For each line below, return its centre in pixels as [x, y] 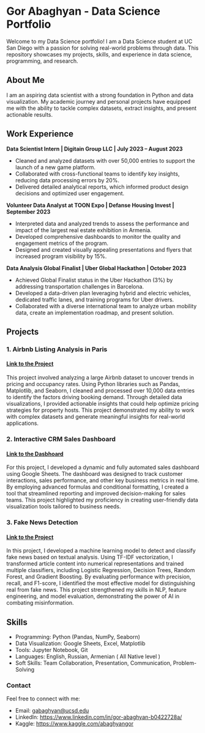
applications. [22, 423]
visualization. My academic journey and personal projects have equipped [99, 101]
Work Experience [40, 134]
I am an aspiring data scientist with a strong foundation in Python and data [100, 95]
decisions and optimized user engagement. [70, 193]
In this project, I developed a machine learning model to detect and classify [101, 551]
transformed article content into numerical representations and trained [95, 564]
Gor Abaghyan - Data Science [83, 11]
